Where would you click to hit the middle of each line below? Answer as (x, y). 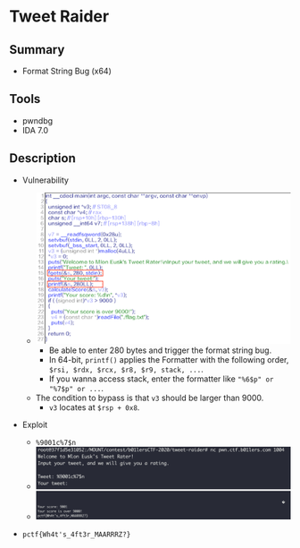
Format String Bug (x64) (67, 71)
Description (42, 158)
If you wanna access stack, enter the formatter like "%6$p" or (161, 379)
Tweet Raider (59, 17)
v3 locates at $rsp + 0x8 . (94, 407)
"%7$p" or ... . (76, 388)
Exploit (35, 424)
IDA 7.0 (35, 130)
